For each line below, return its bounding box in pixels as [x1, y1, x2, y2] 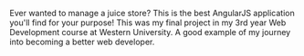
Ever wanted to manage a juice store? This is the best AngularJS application [9, 8, 295, 18]
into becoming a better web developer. [9, 36, 155, 47]
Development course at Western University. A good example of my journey [9, 27, 291, 37]
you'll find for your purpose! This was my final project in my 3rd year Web [9, 17, 287, 28]
